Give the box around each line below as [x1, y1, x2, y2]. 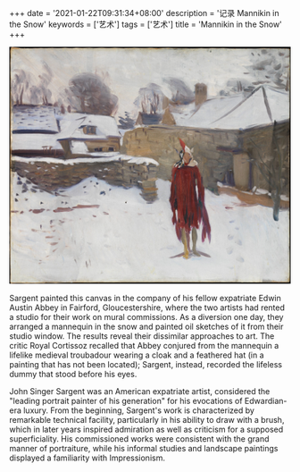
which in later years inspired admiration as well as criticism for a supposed [9, 424, 284, 434]
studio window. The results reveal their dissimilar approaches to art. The [9, 330, 275, 341]
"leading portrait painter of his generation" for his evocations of [9, 395, 243, 406]
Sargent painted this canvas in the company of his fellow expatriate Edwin [9, 292, 281, 303]
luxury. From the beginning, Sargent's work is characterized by [23, 405, 254, 416]
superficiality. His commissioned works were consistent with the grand [9, 433, 270, 444]
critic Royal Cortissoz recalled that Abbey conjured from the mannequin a [9, 340, 279, 350]
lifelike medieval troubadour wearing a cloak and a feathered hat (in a [9, 350, 265, 360]
